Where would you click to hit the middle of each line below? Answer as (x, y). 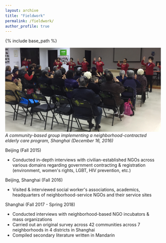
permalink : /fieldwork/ (30, 21)
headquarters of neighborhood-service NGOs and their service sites (82, 195)
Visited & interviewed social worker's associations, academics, (76, 190)
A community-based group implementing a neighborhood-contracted (76, 135)
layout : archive (22, 10)
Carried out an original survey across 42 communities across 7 (76, 225)
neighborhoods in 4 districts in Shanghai (54, 230)
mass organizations (32, 219)
